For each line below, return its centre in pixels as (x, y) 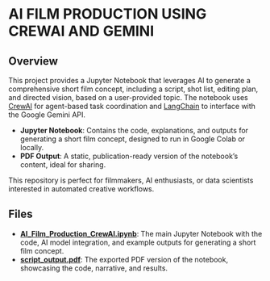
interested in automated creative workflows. (81, 189)
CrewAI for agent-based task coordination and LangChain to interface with (132, 106)
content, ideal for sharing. (63, 165)
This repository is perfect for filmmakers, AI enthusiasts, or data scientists (131, 180)
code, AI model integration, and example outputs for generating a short (138, 242)
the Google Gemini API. (47, 115)
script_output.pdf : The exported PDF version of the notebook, (124, 259)
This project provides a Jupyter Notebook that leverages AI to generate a (130, 80)
